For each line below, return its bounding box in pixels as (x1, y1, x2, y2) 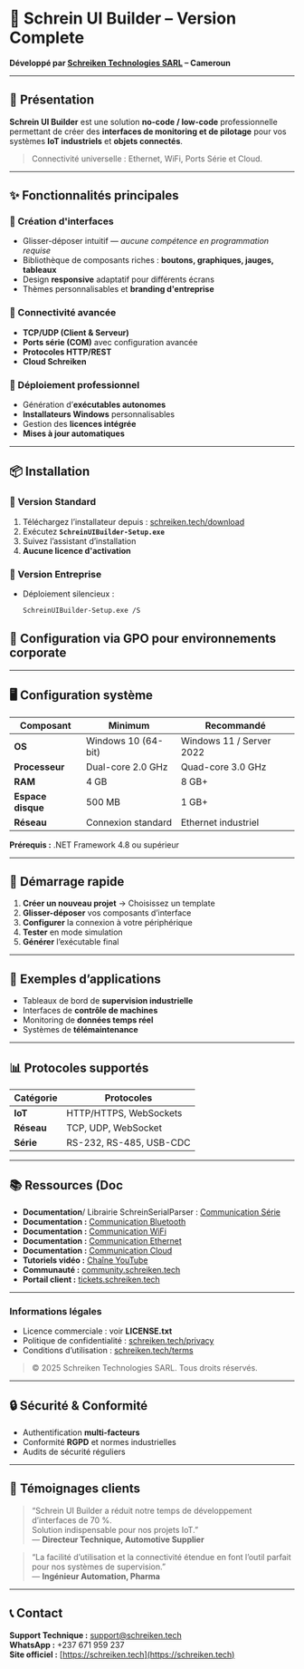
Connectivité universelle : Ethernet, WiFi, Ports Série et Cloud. (31, 153, 263, 164)
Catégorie (14, 1092, 58, 1104)
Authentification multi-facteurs (22, 1427, 140, 1438)
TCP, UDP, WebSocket (66, 1121, 163, 1134)
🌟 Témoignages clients (9, 1481, 141, 1497)
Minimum (108, 719, 150, 732)
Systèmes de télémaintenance (22, 1024, 138, 1035)
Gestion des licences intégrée (22, 419, 137, 430)
